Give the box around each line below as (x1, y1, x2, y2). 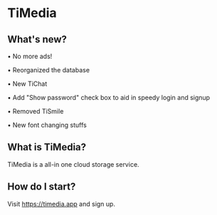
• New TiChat (7, 79, 48, 88)
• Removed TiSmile (7, 107, 64, 115)
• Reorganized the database (7, 66, 90, 74)
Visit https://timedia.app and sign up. (7, 199, 116, 208)
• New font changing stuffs (7, 121, 87, 129)
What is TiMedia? (7, 141, 87, 153)
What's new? (7, 33, 68, 45)
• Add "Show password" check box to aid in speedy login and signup (7, 94, 211, 101)
